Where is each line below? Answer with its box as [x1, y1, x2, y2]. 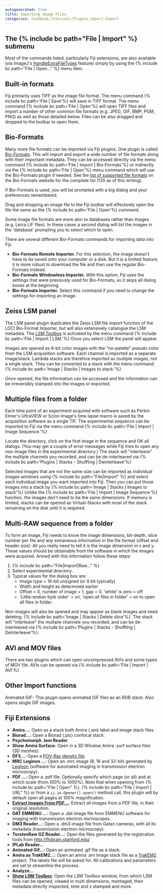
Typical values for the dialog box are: [12, 573, 87, 579]
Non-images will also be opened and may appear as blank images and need [5, 609, 158, 615]
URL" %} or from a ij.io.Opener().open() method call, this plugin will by [12, 789, 159, 795]
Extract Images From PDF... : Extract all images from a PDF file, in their [12, 800, 155, 806]
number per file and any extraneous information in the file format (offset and [5, 538, 159, 544]
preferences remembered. [5, 192, 58, 198]
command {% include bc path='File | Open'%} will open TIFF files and [5, 104, 146, 109]
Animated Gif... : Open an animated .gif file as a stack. [12, 847, 121, 853]
